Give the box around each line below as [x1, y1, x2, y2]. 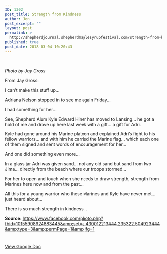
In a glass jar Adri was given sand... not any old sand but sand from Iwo [5, 160, 152, 167]
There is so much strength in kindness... [5, 205, 87, 212]
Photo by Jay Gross [5, 68, 46, 74]
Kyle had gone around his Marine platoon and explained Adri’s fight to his [5, 130, 155, 137]
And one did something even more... [5, 151, 80, 157]
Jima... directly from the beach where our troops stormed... [5, 166, 127, 172]
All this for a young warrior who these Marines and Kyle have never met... [5, 190, 156, 197]
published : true [5, 40, 39, 45]
